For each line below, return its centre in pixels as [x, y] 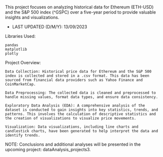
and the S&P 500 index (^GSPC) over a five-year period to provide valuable [81, 12]
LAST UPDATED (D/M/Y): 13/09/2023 [50, 27]
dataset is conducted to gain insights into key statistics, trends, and [82, 110]
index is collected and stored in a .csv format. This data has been [77, 76]
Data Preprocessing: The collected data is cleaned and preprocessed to [81, 93]
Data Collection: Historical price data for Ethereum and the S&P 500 [78, 71]
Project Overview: [23, 62]
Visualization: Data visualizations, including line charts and [72, 127]
